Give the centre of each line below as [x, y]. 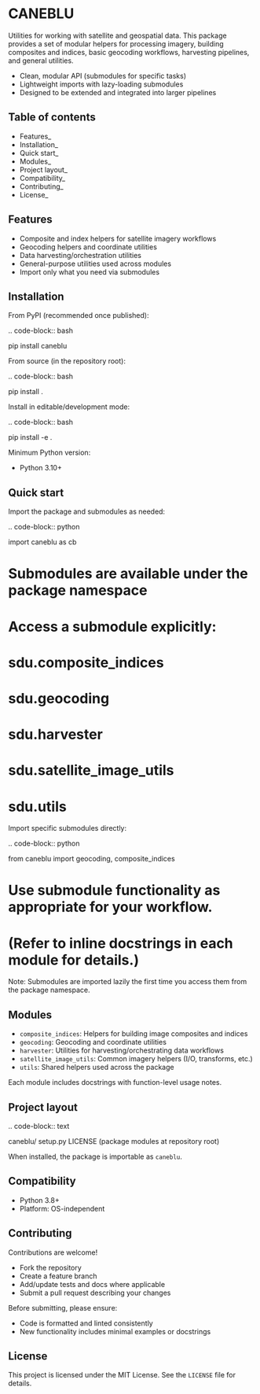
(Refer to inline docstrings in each [121, 943]
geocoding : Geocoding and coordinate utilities [93, 1042]
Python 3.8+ [40, 1200]
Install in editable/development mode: [69, 407]
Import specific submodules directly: [68, 828]
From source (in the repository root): [67, 361]
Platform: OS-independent [62, 1208]
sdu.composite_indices [86, 662]
